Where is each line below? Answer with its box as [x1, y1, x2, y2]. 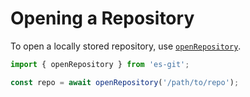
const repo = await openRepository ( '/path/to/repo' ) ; [10, 77, 240, 87]
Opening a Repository [10, 7, 195, 30]
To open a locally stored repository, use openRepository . [10, 40, 242, 52]
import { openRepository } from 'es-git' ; [10, 59, 190, 69]
